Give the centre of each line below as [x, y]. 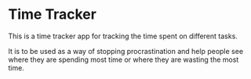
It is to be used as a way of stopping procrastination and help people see [126, 51]
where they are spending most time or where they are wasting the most [124, 59]
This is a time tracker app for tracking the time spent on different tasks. [123, 36]
